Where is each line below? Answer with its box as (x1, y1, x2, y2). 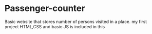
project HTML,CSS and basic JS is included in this (4, 23, 105, 29)
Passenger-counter (4, 3, 85, 14)
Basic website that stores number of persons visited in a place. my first (4, 19, 147, 24)
